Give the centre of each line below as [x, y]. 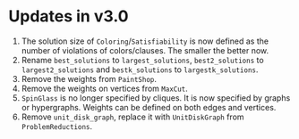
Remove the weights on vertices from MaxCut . [105, 88]
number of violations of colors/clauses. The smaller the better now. [145, 50]
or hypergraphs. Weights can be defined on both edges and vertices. [149, 107]
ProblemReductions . [57, 126]
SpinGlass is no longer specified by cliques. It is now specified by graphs [156, 98]
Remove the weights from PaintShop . [89, 78]
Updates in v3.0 [68, 16]
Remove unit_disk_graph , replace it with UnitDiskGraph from [132, 117]
